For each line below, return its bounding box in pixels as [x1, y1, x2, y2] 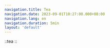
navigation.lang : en [4, 16, 47, 21]
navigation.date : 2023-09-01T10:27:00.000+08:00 [4, 12, 105, 16]
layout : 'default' [4, 25, 42, 30]
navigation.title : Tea [4, 7, 51, 12]
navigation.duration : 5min [4, 20, 59, 26]
